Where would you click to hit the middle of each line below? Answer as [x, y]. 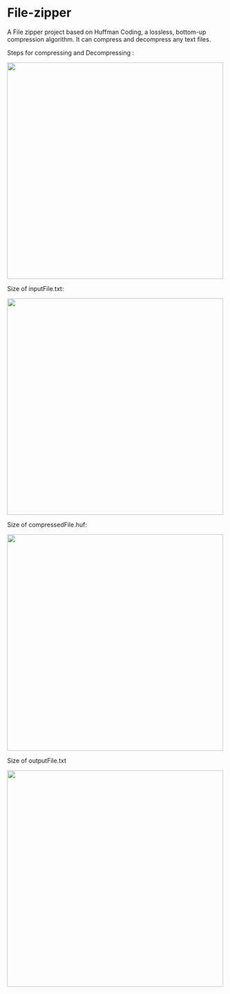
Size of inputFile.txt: [36, 288]
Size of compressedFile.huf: [47, 524]
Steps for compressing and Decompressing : [71, 53]
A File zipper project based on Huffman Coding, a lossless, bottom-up [107, 32]
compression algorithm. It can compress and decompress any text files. [109, 39]
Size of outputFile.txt [37, 761]
